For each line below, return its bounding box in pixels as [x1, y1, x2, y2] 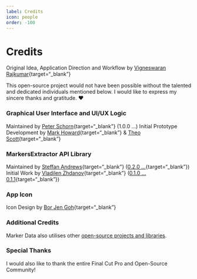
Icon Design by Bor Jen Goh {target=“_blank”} [6, 204, 116, 211]
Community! [6, 266, 36, 273]
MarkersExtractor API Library [6, 150, 92, 158]
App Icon [6, 190, 33, 198]
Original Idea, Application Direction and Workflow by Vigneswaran [6, 64, 166, 71]
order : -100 [6, 19, 35, 25]
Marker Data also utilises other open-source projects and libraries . [6, 232, 167, 239]
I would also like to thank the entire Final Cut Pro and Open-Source [6, 260, 168, 267]
